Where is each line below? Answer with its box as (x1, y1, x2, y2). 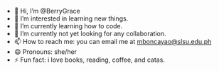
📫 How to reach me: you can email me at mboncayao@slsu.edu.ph (14, 38, 212, 45)
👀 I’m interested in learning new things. (14, 14, 129, 23)
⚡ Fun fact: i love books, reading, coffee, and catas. (14, 55, 166, 64)
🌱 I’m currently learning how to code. (14, 22, 123, 30)
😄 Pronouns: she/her (14, 48, 77, 56)
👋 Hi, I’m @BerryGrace (14, 7, 80, 15)
